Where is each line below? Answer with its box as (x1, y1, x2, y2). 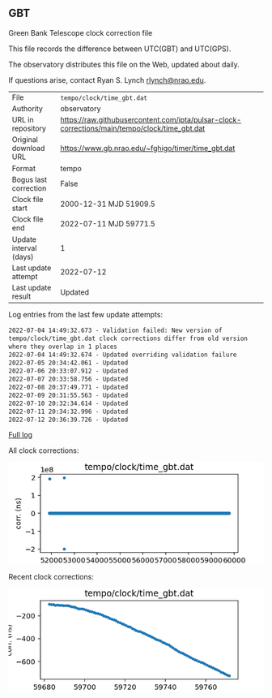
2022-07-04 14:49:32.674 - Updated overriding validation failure (8, 351, 237, 359)
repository (11, 123, 47, 133)
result (11, 291, 32, 301)
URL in (11, 115, 34, 125)
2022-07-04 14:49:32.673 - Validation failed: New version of (8, 326, 223, 334)
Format (11, 163, 36, 173)
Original (11, 135, 39, 144)
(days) (11, 252, 34, 261)
